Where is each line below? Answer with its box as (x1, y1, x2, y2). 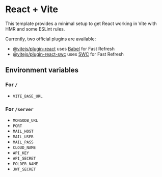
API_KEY (12, 150, 29, 156)
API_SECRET (12, 156, 36, 161)
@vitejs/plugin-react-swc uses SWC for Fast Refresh (12, 51, 124, 57)
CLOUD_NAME (12, 145, 36, 150)
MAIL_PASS (12, 139, 34, 145)
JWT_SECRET (12, 167, 36, 172)
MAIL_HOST (12, 129, 34, 134)
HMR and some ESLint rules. (5, 26, 65, 32)
